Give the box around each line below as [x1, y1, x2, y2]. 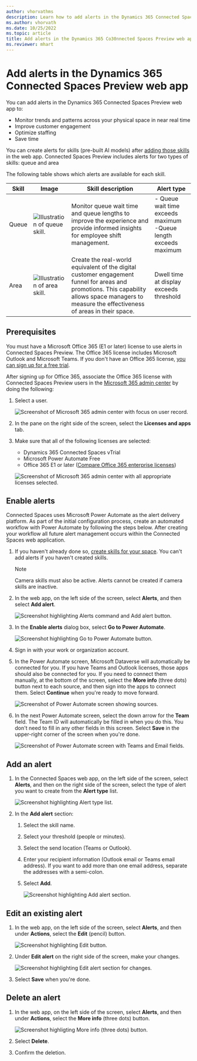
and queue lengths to [71, 209, 130, 217]
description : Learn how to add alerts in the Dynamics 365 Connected [6, 14, 180, 20]
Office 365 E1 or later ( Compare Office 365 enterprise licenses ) [23, 461, 176, 468]
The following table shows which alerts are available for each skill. [6, 170, 166, 177]
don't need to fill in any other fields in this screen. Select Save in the [14, 725, 180, 732]
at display [154, 277, 182, 286]
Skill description [87, 184, 134, 193]
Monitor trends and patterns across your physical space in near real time [14, 116, 191, 124]
